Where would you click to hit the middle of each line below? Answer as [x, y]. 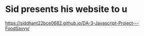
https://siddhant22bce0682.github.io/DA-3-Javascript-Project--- [72, 23]
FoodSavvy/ [17, 28]
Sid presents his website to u [66, 9]
